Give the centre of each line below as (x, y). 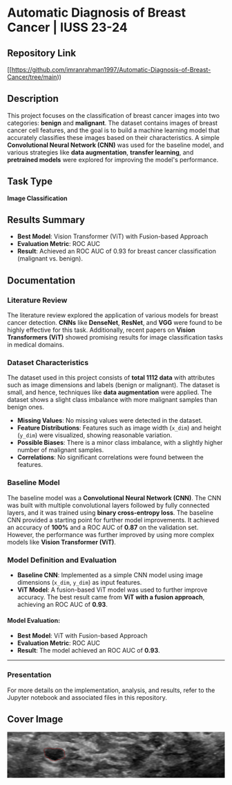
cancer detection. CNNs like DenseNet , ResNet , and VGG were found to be (115, 323)
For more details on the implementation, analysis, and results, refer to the (111, 690)
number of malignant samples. (60, 450)
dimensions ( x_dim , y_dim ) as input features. (79, 583)
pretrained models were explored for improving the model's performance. (113, 159)
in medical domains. (36, 345)
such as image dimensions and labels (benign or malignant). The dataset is (114, 385)
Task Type (30, 182)
